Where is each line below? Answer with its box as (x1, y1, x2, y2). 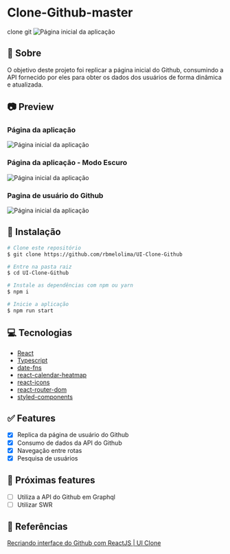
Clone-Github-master (7, 5, 133, 21)
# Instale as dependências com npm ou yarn (7, 282, 134, 289)
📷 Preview (7, 101, 54, 113)
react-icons (16, 378, 50, 386)
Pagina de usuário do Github (7, 190, 104, 200)
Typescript (16, 356, 48, 364)
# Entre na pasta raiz (7, 263, 72, 270)
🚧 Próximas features (7, 474, 95, 486)
